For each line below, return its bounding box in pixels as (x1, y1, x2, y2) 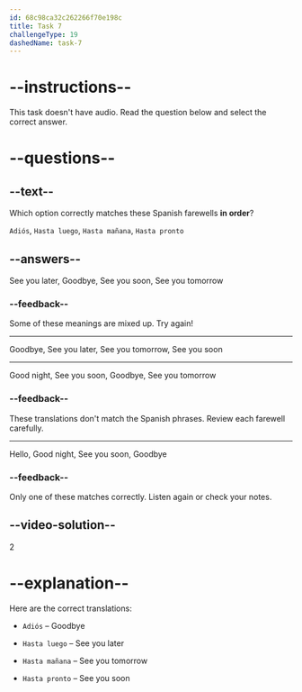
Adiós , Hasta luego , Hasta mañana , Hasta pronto (9, 225, 184, 236)
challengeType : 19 (9, 30, 78, 39)
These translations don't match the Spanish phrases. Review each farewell (9, 413, 286, 423)
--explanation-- (9, 573, 129, 593)
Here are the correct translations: (9, 603, 132, 614)
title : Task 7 (9, 22, 63, 31)
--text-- (9, 184, 54, 199)
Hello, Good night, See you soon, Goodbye (9, 448, 168, 460)
